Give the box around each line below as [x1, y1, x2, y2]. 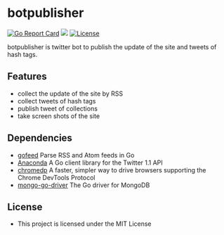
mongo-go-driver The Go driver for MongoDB [17, 181, 150, 189]
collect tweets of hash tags [17, 96, 96, 105]
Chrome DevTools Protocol [17, 173, 95, 182]
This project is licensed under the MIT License [17, 220, 152, 228]
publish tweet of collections [17, 104, 98, 113]
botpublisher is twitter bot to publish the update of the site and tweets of [7, 42, 217, 51]
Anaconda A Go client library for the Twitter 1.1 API [17, 158, 163, 167]
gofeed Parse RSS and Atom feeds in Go [17, 151, 135, 159]
